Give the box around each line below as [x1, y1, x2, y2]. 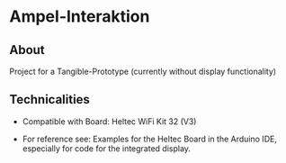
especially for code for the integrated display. [22, 142, 192, 154]
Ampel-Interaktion [9, 6, 150, 27]
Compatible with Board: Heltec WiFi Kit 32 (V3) [22, 115, 197, 127]
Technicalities [9, 92, 90, 107]
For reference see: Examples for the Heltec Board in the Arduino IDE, [22, 133, 277, 144]
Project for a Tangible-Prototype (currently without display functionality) [9, 66, 277, 77]
